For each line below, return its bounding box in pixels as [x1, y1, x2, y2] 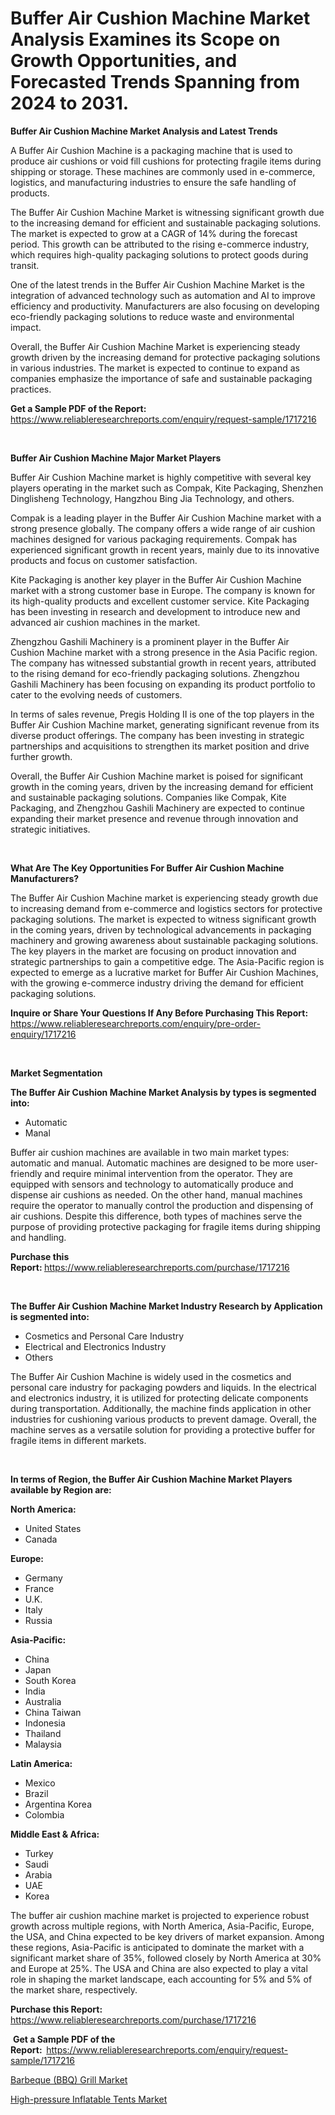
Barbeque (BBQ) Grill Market [10, 2073, 128, 2086]
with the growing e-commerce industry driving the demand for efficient [10, 977, 304, 989]
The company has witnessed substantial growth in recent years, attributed [10, 657, 317, 669]
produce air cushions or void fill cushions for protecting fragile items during [10, 155, 322, 167]
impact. [10, 321, 42, 333]
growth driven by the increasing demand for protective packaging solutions [10, 351, 321, 363]
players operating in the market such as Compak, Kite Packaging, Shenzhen [10, 482, 324, 494]
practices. [10, 383, 52, 395]
